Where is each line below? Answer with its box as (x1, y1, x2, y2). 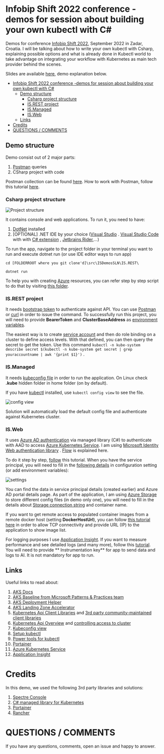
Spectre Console (12, 694, 47, 700)
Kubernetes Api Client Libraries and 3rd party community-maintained (12, 609, 152, 615)
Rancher (12, 709, 30, 716)
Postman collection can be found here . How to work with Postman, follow (5, 178, 153, 184)
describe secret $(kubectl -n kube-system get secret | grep (5, 347, 133, 352)
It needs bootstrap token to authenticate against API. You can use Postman (5, 306, 156, 312)
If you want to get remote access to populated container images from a (5, 511, 148, 517)
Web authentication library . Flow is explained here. (5, 447, 109, 453)
